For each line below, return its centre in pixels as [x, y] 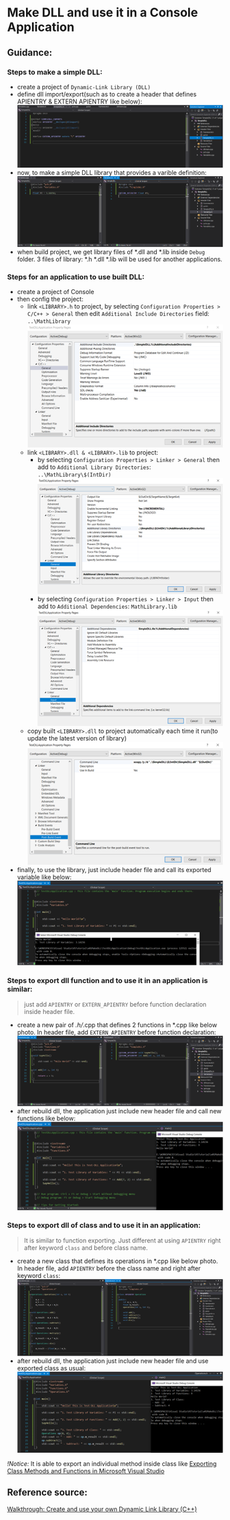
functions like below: [46, 1118]
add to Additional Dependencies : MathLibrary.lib [107, 606]
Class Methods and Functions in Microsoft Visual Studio [86, 1471]
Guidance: [30, 52]
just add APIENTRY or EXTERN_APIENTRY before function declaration [115, 1004]
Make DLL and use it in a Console [103, 13]
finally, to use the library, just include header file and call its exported [114, 870]
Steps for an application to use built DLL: [76, 277]
